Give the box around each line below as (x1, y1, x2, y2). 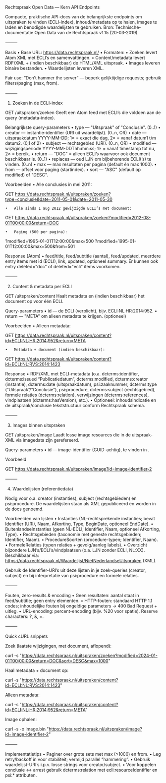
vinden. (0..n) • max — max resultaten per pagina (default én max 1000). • (5, 161, 157, 167)
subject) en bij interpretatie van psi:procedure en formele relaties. (5, 573, 139, 578)
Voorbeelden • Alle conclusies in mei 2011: (5, 181, 92, 187)
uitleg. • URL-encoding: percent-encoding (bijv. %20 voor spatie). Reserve (5, 608, 158, 614)
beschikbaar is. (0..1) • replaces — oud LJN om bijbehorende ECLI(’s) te (5, 156, 152, 162)
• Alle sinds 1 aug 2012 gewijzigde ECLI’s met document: (5, 206, 132, 211)
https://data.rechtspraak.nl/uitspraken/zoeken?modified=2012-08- (14, 215, 151, 220)
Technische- (115, 24, 141, 30)
